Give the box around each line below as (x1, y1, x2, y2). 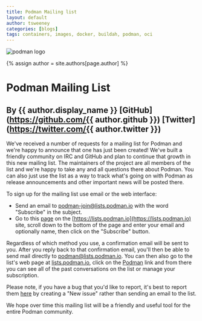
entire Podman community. (6, 308, 74, 316)
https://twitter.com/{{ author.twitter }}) (9, 124, 161, 134)
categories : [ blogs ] (6, 25, 59, 32)
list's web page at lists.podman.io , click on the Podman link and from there (6, 259, 192, 266)
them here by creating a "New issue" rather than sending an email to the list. (6, 290, 197, 297)
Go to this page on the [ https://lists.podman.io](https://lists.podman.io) (15, 215, 192, 222)
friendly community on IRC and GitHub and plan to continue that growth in (6, 153, 191, 160)
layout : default (6, 15, 47, 21)
